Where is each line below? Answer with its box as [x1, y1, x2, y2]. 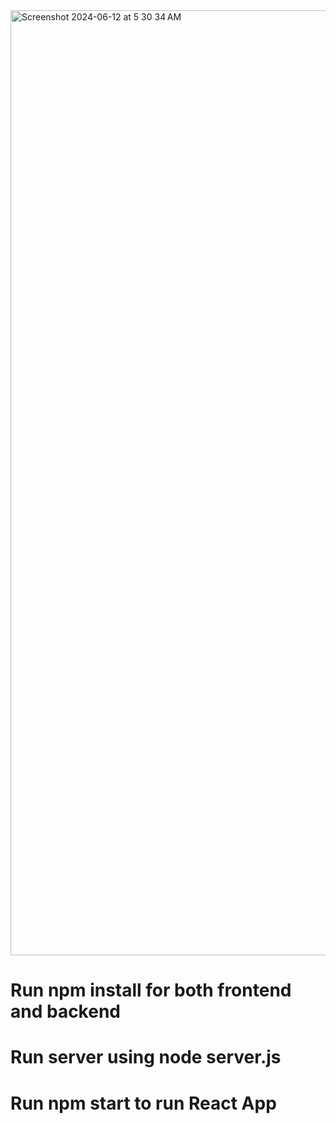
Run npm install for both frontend [10, 979, 292, 1002]
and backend [10, 1000, 121, 1023]
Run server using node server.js [10, 1046, 282, 1069]
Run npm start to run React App [10, 1092, 277, 1114]
